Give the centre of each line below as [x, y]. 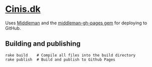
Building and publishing [43, 44]
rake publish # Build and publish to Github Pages [60, 60]
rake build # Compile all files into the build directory [70, 55]
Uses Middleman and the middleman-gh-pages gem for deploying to [76, 23]
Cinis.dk [23, 9]
